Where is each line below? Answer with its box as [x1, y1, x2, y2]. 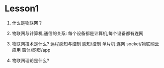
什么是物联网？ [11, 20, 43, 26]
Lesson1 [4, 3, 39, 14]
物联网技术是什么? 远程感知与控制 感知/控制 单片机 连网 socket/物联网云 [11, 40, 160, 47]
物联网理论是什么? [11, 57, 49, 63]
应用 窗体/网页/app [11, 47, 51, 53]
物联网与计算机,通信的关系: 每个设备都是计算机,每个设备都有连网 [11, 30, 144, 36]
